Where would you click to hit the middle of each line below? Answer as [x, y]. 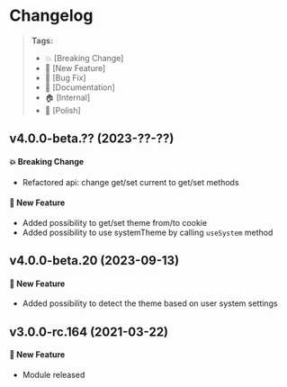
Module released [54, 374]
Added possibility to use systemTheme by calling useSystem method [148, 232]
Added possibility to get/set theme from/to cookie [115, 222]
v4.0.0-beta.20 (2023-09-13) [94, 261]
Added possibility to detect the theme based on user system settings [150, 303]
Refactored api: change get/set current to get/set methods [131, 182]
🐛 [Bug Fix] [66, 77]
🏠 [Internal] [67, 97]
